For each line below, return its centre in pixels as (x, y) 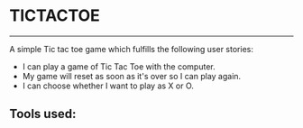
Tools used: (43, 114)
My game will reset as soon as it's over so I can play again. (132, 76)
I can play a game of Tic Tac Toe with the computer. (119, 66)
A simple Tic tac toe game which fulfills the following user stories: (132, 49)
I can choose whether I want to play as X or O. (108, 86)
